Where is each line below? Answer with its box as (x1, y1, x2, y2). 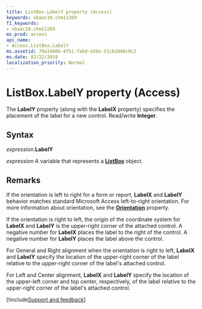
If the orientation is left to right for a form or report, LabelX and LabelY (6, 191, 183, 199)
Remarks (6, 175, 41, 185)
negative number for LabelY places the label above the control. (6, 235, 164, 242)
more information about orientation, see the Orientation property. (6, 204, 170, 211)
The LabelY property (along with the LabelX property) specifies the (6, 105, 175, 113)
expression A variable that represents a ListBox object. (6, 158, 143, 165)
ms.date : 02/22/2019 (6, 54, 59, 60)
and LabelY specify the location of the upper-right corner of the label (6, 253, 180, 261)
